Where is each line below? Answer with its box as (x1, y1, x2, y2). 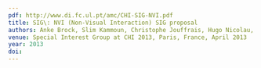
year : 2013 (8, 41, 44, 48)
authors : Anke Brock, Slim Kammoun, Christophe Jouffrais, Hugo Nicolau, (8, 26, 255, 34)
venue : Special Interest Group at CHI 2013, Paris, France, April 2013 (8, 33, 247, 41)
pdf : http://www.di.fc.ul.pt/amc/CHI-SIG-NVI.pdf (8, 11, 174, 20)
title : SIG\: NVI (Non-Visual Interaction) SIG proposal (8, 19, 198, 27)
